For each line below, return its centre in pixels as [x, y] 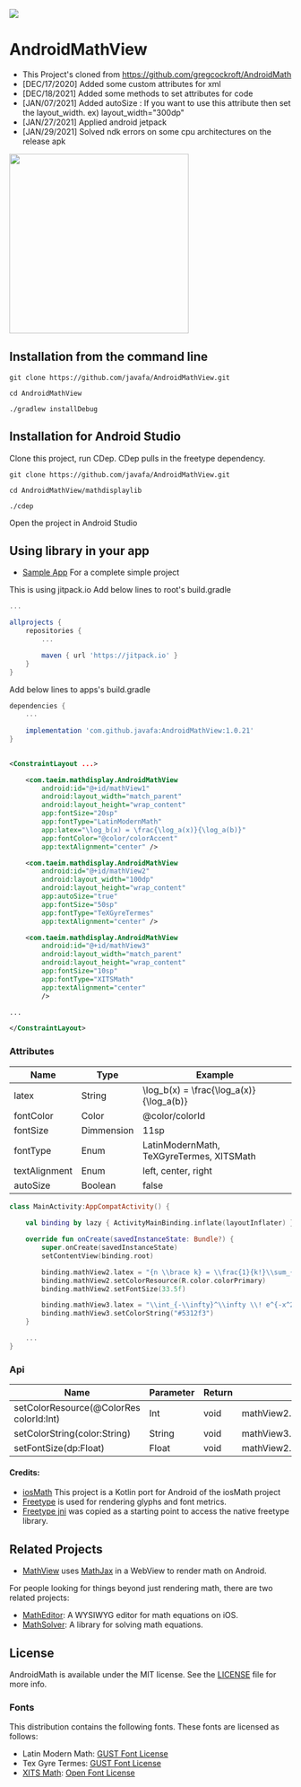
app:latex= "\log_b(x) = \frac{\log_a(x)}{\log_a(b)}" [144, 830]
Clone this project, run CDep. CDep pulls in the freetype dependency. [138, 458]
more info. [28, 1684]
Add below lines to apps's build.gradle [80, 689]
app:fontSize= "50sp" [80, 904]
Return [218, 1393]
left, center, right [177, 1170]
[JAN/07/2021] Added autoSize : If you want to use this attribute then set [156, 102]
